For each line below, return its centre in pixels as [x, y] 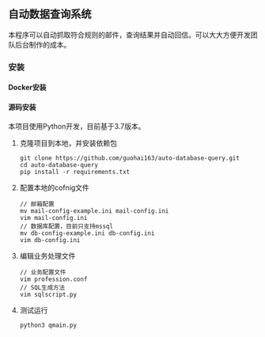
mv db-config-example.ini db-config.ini [87, 233]
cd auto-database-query [59, 165]
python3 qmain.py [48, 325]
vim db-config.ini [50, 240]
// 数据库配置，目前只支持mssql [66, 226]
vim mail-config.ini [53, 218]
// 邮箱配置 [37, 204]
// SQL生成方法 [42, 287]
